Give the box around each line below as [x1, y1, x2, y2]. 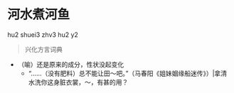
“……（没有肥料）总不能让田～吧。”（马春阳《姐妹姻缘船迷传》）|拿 [28, 69, 221, 77]
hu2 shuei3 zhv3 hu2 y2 [7, 30, 78, 39]
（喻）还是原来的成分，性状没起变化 [17, 60, 124, 68]
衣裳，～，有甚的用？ [65, 77, 129, 86]
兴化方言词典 [24, 45, 63, 53]
